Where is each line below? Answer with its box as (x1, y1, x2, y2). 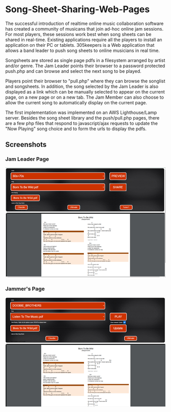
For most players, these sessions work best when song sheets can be (5, 31, 152, 37)
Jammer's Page (5, 285, 45, 292)
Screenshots (5, 140, 47, 149)
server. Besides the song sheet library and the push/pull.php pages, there (5, 114, 160, 121)
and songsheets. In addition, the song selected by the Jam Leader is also (5, 83, 159, 90)
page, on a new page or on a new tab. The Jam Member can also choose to (5, 94, 164, 100)
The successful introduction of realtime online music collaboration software (5, 20, 164, 26)
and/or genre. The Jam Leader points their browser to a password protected (5, 63, 165, 69)
